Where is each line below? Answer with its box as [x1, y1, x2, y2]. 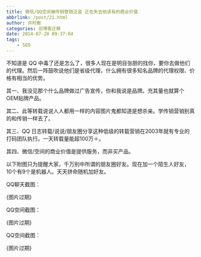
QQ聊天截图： [6, 180, 41, 188]
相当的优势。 [16, 74, 48, 81]
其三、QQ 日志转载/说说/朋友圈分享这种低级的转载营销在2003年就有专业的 [6, 127, 190, 135]
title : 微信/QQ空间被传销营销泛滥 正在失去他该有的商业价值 [6, 8, 139, 15]
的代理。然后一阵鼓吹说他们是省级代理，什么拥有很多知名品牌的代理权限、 [6, 66, 190, 74]
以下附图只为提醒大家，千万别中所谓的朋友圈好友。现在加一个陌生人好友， [6, 160, 190, 168]
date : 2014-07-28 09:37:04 [6, 31, 74, 37]
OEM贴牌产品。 [6, 94, 45, 102]
